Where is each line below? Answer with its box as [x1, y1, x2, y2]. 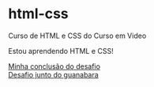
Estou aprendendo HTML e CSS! [8, 46, 114, 55]
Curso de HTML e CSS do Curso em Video [8, 31, 147, 40]
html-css [8, 5, 69, 23]
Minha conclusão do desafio [8, 61, 101, 71]
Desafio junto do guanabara [8, 70, 99, 79]
